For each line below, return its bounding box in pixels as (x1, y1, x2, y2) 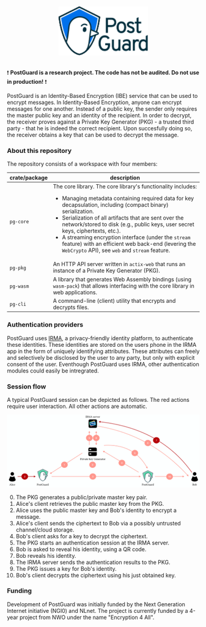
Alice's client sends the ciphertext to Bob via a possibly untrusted (15, 519, 181, 527)
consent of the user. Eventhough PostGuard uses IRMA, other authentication (7, 360, 199, 368)
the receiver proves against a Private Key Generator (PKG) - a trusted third (7, 118, 194, 125)
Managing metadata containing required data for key (62, 195, 194, 202)
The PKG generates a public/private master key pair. (15, 493, 148, 501)
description (109, 174, 140, 181)
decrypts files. (53, 303, 89, 311)
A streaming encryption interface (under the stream (62, 234, 191, 241)
